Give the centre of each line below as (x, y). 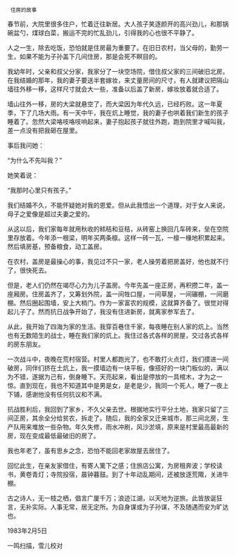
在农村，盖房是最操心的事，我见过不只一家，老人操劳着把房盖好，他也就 (112, 261)
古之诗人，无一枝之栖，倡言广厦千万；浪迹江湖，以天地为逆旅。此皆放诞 (112, 498)
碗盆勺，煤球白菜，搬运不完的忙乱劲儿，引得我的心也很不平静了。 (103, 33)
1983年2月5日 (27, 531)
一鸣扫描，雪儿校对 (35, 545)
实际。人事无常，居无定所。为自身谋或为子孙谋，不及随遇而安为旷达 (130, 507)
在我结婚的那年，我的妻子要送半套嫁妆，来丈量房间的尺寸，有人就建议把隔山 (118, 80)
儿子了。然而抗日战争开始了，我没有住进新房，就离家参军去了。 (105, 311)
